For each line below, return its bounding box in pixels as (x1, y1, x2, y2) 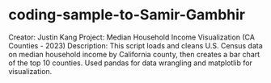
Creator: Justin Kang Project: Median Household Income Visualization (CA (8, 32, 255, 42)
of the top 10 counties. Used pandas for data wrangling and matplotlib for (8, 58, 253, 68)
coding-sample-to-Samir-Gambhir (8, 6, 245, 24)
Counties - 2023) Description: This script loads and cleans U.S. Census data (8, 40, 263, 50)
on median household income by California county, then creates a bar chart (8, 49, 260, 59)
